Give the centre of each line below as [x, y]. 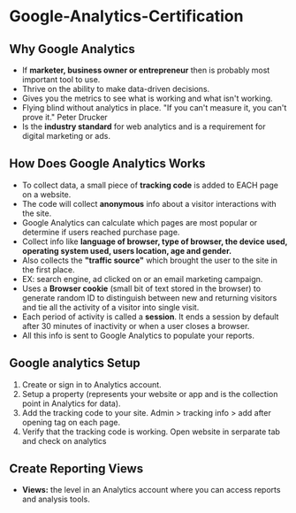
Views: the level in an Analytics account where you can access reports [151, 490]
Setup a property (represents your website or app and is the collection [150, 394]
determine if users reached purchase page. [101, 232]
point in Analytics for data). [71, 403]
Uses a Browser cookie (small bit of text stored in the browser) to [141, 288]
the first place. [48, 269]
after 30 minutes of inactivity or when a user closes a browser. [136, 325]
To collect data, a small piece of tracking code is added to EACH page [150, 185]
